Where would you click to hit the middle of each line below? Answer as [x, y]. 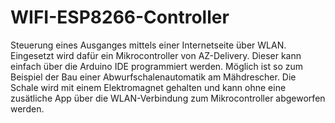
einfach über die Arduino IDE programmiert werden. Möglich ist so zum [157, 66]
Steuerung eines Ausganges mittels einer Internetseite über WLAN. [148, 45]
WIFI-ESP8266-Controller [120, 17]
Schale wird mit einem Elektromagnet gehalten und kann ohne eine [148, 87]
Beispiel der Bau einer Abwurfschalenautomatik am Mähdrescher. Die [153, 77]
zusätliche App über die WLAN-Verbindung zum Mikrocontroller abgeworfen [168, 98]
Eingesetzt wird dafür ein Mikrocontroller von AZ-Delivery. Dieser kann [156, 55]
